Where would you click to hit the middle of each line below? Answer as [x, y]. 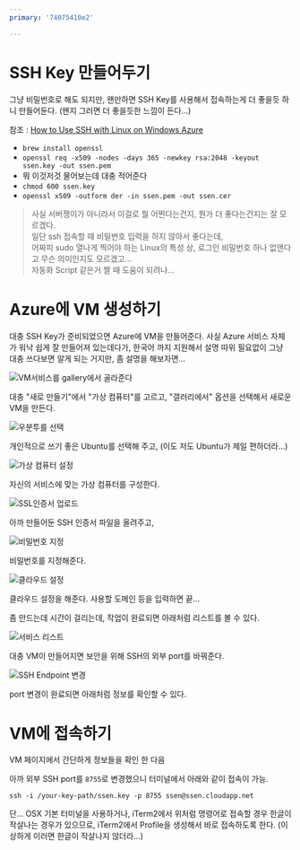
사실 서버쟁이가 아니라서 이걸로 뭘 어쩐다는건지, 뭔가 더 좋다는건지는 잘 [154, 214]
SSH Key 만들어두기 [80, 72]
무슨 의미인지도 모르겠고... [86, 259]
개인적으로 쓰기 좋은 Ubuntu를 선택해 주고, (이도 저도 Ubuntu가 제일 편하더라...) [149, 446]
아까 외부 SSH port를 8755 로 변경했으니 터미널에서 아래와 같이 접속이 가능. [139, 779]
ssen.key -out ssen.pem [67, 166]
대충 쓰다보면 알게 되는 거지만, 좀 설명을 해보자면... [98, 358]
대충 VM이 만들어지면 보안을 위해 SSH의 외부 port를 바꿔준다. [117, 655]
